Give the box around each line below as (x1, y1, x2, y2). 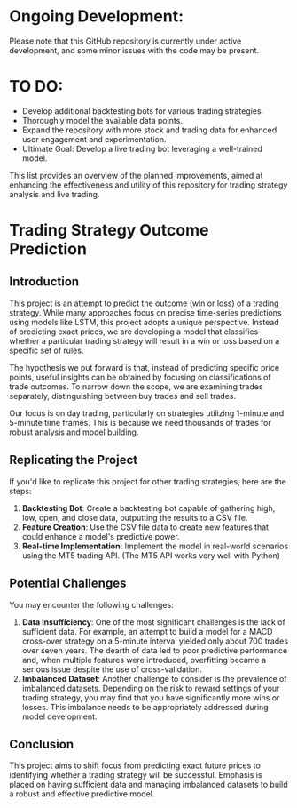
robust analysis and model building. (9, 427, 139, 437)
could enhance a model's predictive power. (21, 531, 180, 541)
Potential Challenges (9, 576, 127, 591)
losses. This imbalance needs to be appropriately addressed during (21, 701, 269, 712)
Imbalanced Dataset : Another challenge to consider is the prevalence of (21, 673, 287, 684)
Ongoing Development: (9, 6, 184, 27)
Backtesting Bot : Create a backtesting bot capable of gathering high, (21, 502, 276, 513)
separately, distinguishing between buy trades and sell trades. (9, 390, 237, 401)
